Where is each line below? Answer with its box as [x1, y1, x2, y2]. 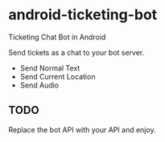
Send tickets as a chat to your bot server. [8, 47, 145, 57]
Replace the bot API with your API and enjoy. [8, 124, 156, 134]
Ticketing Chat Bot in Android [8, 32, 106, 42]
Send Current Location [19, 71, 96, 81]
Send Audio [19, 80, 60, 90]
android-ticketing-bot [8, 6, 158, 24]
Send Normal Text [19, 63, 80, 73]
